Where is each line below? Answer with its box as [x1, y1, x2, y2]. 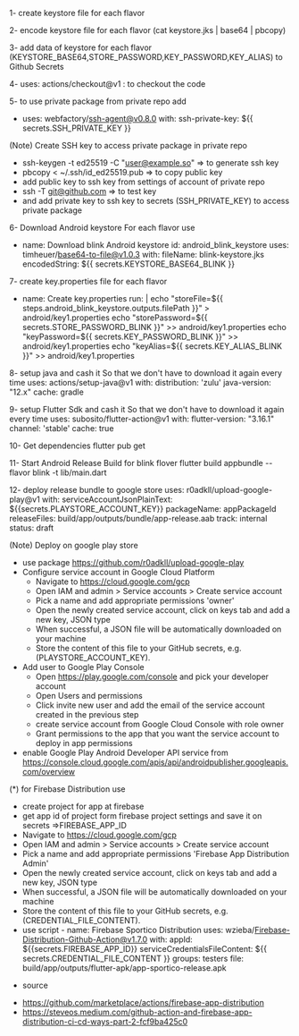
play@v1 [9, 494, 40, 505]
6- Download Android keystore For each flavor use [9, 223, 195, 233]
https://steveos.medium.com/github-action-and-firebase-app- [21, 1006, 253, 1017]
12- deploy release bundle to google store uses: [9, 485, 185, 495]
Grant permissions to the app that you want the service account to [35, 728, 279, 739]
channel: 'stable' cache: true [9, 423, 114, 433]
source [21, 980, 49, 990]
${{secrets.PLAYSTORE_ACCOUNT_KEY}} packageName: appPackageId [9, 504, 277, 514]
